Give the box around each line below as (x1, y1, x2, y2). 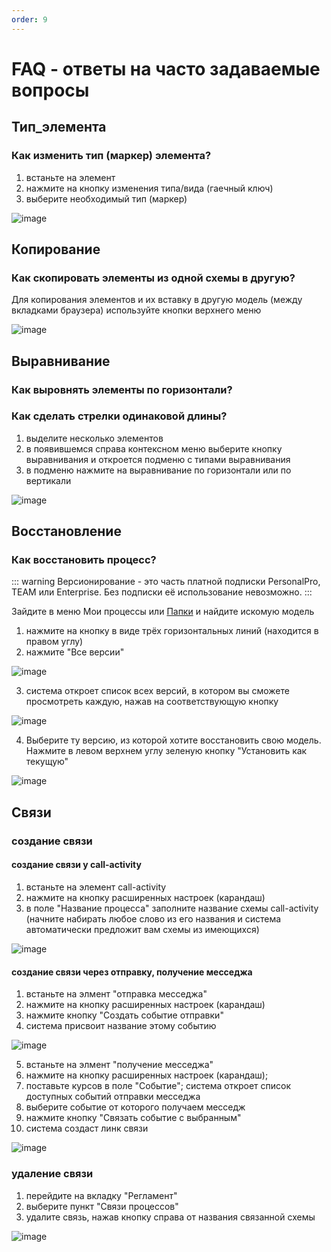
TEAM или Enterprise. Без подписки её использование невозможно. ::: (11, 586, 313, 598)
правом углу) (25, 636, 84, 648)
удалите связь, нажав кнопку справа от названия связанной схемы (25, 1211, 316, 1223)
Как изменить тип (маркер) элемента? (11, 149, 212, 163)
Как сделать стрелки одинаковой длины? (11, 409, 228, 423)
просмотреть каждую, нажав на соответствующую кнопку (25, 696, 279, 708)
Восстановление (11, 523, 122, 540)
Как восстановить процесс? (11, 553, 157, 567)
